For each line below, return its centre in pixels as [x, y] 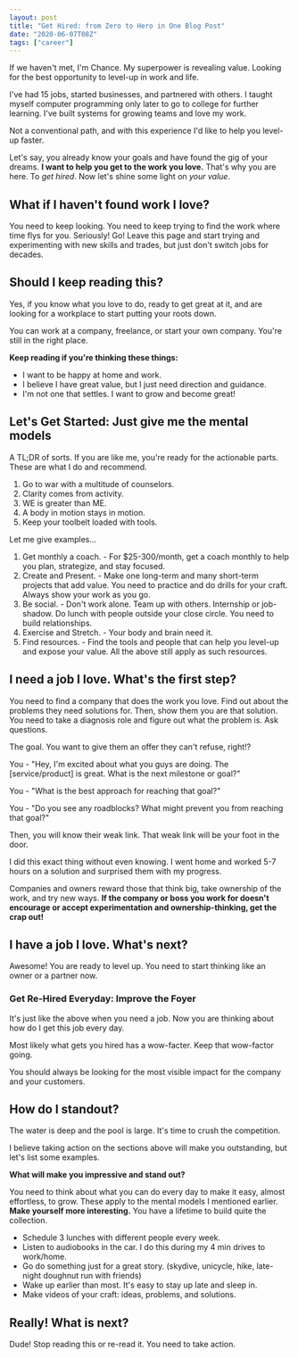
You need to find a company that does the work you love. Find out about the [149, 700]
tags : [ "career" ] [41, 42]
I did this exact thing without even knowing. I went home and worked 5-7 [143, 861]
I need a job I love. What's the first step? [123, 679]
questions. [29, 729]
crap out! [27, 916]
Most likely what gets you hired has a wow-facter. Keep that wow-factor [142, 1045]
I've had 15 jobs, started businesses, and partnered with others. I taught [141, 95]
